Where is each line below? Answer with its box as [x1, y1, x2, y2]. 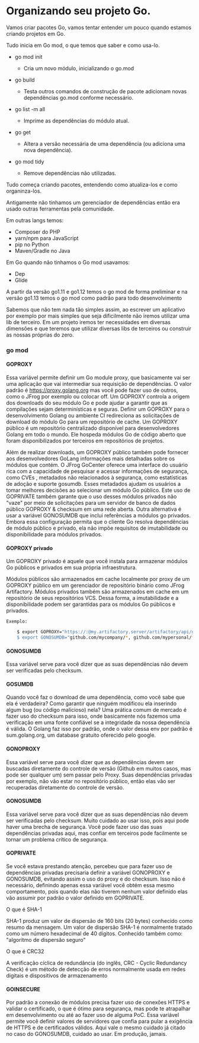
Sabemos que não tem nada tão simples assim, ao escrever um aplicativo [6, 306, 185, 313]
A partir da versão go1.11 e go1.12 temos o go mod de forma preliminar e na [6, 288, 188, 295]
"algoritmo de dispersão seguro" [6, 937, 86, 944]
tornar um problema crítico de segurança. [6, 835, 108, 843]
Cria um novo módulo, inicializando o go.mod [23, 64, 134, 72]
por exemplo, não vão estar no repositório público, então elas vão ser [6, 777, 176, 784]
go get [14, 128, 31, 136]
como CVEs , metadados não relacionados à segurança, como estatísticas [6, 474, 188, 481]
